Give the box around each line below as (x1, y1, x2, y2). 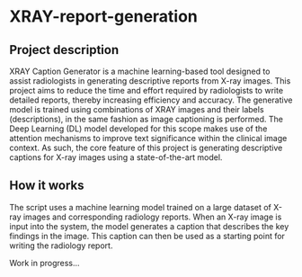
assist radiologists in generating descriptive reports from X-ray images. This (9, 76, 291, 86)
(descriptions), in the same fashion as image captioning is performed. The (9, 114, 284, 124)
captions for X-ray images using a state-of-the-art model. (9, 152, 223, 163)
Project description (9, 42, 120, 58)
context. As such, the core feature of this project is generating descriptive (9, 142, 283, 153)
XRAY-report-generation (9, 6, 198, 27)
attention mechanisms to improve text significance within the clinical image (9, 133, 288, 143)
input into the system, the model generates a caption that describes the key (9, 220, 289, 231)
